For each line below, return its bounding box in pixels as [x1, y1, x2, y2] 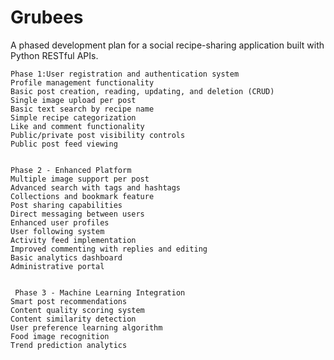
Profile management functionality [10, 77, 155, 88]
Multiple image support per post [10, 174, 150, 184]
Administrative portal [10, 261, 105, 271]
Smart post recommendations [10, 296, 128, 306]
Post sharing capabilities [10, 200, 123, 210]
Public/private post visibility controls [10, 130, 186, 140]
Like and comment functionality [10, 121, 145, 131]
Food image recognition [10, 331, 110, 341]
